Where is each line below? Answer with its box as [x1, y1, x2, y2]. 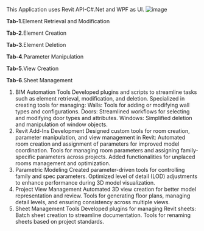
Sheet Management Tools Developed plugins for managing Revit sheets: [15, 205, 197, 212]
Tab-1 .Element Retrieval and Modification [6, 18, 110, 24]
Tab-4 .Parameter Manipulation [6, 53, 84, 60]
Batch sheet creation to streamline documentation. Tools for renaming [15, 211, 191, 219]
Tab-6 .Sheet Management [6, 77, 73, 84]
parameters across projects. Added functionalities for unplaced [36, 153, 195, 160]
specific [15, 153, 35, 160]
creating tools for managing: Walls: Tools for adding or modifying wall [15, 101, 190, 108]
